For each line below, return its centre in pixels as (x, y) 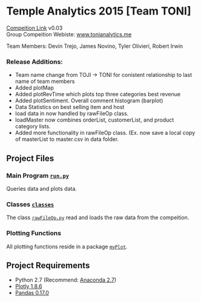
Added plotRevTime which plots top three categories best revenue (97, 94)
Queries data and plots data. (42, 188)
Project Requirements (48, 265)
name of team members (45, 81)
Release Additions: (35, 62)
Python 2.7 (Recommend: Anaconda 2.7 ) (66, 280)
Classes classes (30, 204)
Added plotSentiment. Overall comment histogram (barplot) (89, 100)
